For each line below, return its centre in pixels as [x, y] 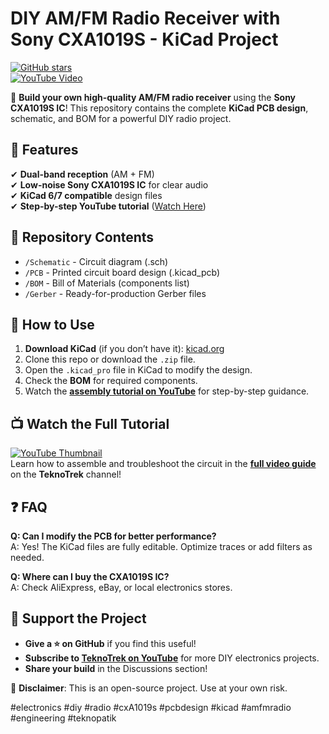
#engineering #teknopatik [63, 718]
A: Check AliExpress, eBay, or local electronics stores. [121, 587]
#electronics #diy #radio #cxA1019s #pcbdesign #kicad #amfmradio [151, 707]
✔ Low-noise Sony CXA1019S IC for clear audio [109, 184]
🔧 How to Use [52, 324]
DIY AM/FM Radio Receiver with [145, 18]
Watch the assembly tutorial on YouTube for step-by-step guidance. [167, 391]
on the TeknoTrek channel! [66, 474]
